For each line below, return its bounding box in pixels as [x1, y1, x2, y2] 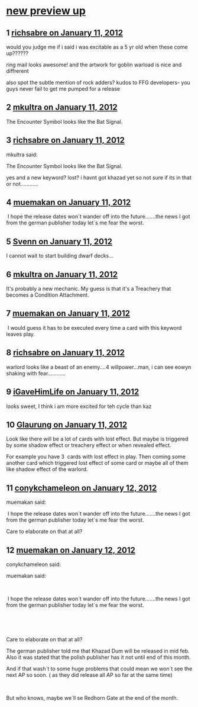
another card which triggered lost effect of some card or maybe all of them [6, 459, 189, 467]
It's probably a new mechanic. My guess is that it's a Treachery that [6, 285, 171, 293]
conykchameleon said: [6, 561, 61, 568]
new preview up [6, 4, 86, 18]
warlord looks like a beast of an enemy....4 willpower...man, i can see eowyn [6, 363, 191, 371]
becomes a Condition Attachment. [6, 291, 90, 298]
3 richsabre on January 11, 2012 [6, 135, 125, 146]
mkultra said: [6, 151, 38, 158]
